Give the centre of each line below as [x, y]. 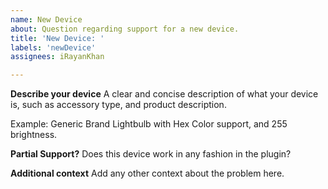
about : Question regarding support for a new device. [125, 29]
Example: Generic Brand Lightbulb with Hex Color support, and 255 [149, 124]
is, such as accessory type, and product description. [118, 105]
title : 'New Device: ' [57, 38]
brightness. [34, 135]
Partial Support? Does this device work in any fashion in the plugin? [151, 154]
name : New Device [46, 19]
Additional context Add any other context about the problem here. [147, 173]
